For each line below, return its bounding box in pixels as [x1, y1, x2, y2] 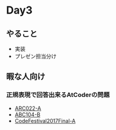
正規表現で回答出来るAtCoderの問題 [6, 91, 110, 99]
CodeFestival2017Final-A [14, 117, 76, 124]
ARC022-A [14, 105, 41, 112]
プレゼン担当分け [14, 53, 57, 60]
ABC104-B [14, 110, 41, 118]
